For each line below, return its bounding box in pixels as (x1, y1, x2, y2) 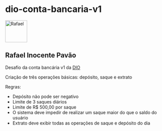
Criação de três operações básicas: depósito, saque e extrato (5, 74, 132, 80)
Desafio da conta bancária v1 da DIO (5, 64, 80, 70)
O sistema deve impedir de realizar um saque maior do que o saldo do (12, 109, 157, 115)
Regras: (5, 83, 21, 89)
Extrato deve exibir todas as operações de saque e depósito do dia (12, 120, 150, 126)
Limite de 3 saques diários (12, 98, 67, 104)
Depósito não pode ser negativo (12, 93, 79, 99)
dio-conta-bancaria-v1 (5, 3, 102, 15)
